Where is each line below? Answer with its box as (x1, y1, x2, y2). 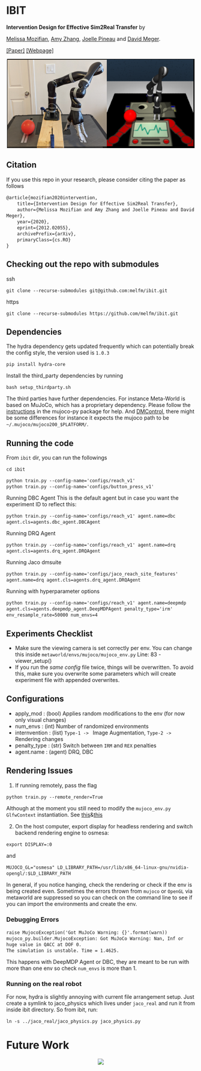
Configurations (6, 694, 64, 704)
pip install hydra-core (6, 362, 66, 368)
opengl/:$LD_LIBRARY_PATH (6, 871, 71, 877)
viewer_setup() (14, 657, 52, 664)
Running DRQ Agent (6, 530, 56, 537)
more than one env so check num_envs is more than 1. (6, 964, 137, 972)
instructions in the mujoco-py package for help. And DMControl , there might (6, 408, 195, 415)
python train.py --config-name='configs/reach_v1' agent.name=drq (6, 542, 176, 548)
